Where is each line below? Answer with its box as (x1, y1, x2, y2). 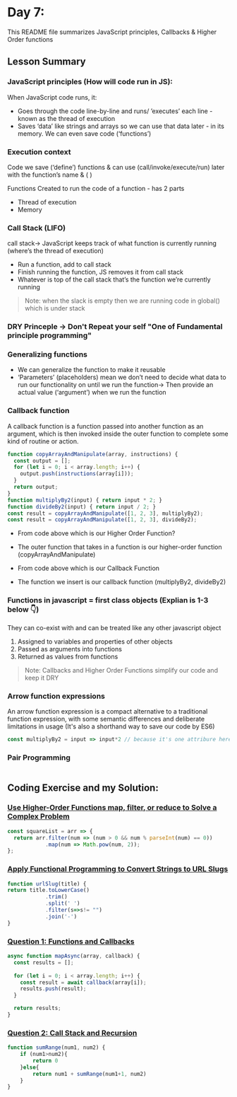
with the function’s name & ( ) (7, 170, 93, 179)
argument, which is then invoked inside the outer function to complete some (7, 429, 229, 438)
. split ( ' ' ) (44, 900, 80, 907)
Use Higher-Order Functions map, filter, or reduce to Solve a (7, 803, 217, 813)
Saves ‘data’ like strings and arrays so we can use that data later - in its (17, 122, 224, 130)
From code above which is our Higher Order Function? (17, 529, 176, 538)
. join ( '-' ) (44, 913, 78, 920)
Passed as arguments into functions (17, 644, 122, 653)
